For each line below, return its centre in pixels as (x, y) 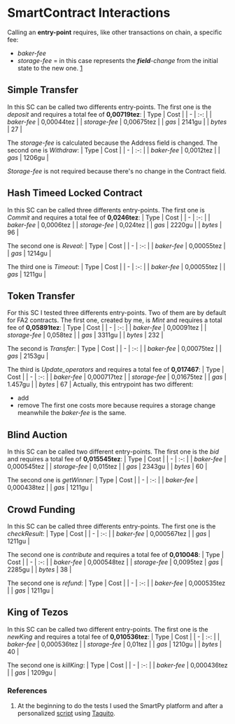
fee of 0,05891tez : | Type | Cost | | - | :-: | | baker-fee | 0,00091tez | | (107, 328)
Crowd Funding (41, 509)
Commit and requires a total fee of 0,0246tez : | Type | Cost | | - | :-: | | (109, 217)
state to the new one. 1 (50, 68)
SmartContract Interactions (89, 13)
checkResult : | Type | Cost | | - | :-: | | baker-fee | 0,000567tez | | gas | (109, 534)
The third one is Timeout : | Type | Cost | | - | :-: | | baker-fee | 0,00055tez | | (116, 266)
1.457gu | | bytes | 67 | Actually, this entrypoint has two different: (100, 384)
